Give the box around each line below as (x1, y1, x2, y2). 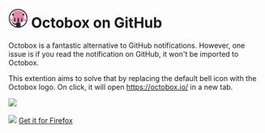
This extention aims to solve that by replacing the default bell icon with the (8, 73, 257, 83)
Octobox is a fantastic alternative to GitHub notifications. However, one (8, 41, 246, 50)
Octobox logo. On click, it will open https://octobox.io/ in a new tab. (8, 82, 233, 92)
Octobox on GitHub (31, 14, 163, 32)
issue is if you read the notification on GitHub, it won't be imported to (8, 49, 239, 58)
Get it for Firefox (18, 115, 73, 125)
